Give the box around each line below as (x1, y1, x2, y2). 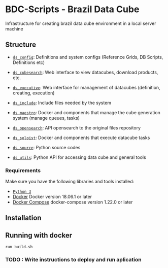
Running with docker (5, 231, 73, 240)
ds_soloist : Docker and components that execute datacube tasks (12, 135, 150, 141)
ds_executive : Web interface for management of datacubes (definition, (12, 84, 161, 90)
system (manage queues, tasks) (12, 115, 80, 121)
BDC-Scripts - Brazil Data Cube (5, 4, 140, 15)
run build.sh (5, 245, 33, 250)
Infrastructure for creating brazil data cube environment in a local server (5, 20, 156, 26)
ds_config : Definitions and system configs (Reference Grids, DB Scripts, (12, 54, 163, 60)
